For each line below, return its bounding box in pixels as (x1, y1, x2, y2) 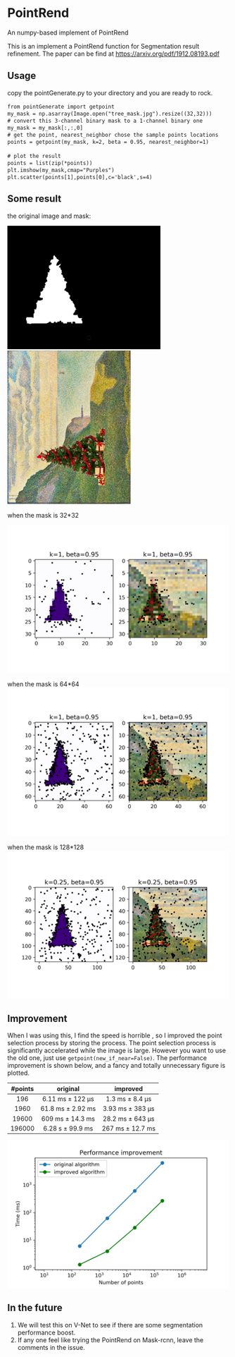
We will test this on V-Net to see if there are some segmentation (17, 1320, 203, 1329)
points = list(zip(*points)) (7, 159, 93, 166)
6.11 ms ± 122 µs (42, 1095, 94, 1103)
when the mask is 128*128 (7, 843, 84, 851)
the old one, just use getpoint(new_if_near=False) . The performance (7, 1054, 208, 1062)
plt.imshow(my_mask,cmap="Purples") (7, 166, 115, 174)
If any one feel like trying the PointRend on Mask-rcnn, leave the (17, 1335, 204, 1344)
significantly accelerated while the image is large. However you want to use (7, 1046, 227, 1055)
